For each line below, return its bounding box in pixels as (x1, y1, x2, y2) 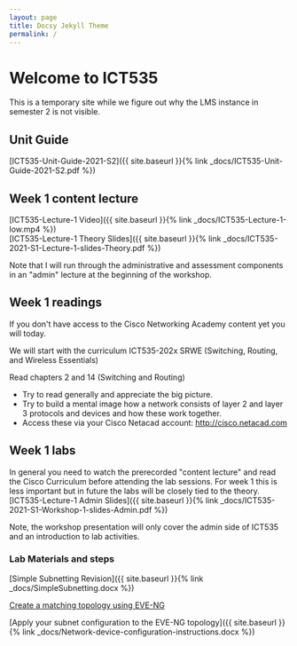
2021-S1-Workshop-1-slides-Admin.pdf (9, 504, 152, 515)
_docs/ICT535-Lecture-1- (193, 214, 287, 225)
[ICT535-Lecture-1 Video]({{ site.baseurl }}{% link (9, 214, 192, 225)
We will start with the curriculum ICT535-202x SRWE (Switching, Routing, (9, 345, 278, 356)
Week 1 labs (9, 443, 76, 458)
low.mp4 (9, 224, 41, 234)
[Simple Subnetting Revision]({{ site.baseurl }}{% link (9, 573, 204, 584)
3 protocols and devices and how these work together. (21, 407, 222, 418)
